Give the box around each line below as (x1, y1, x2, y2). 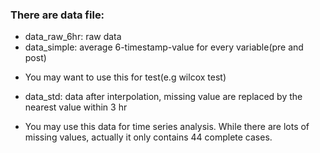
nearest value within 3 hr (24, 101, 128, 113)
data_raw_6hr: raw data (24, 31, 122, 43)
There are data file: (10, 8, 105, 22)
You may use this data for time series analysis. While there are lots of (24, 121, 310, 133)
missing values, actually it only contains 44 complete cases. (24, 131, 273, 143)
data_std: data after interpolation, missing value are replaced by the (24, 91, 303, 103)
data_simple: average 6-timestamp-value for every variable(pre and (24, 41, 304, 53)
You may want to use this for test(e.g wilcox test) (24, 71, 227, 83)
